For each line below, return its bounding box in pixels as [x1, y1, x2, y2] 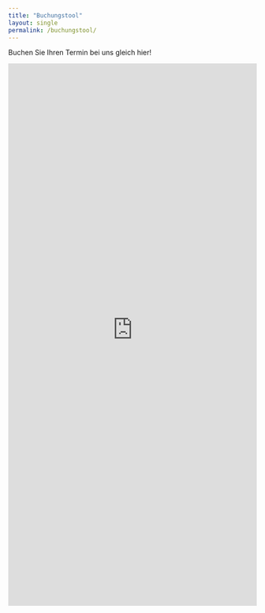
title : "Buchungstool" [8, 11, 83, 20]
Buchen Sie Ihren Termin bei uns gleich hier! [8, 48, 152, 58]
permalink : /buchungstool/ [8, 26, 97, 34]
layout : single [8, 19, 58, 27]
